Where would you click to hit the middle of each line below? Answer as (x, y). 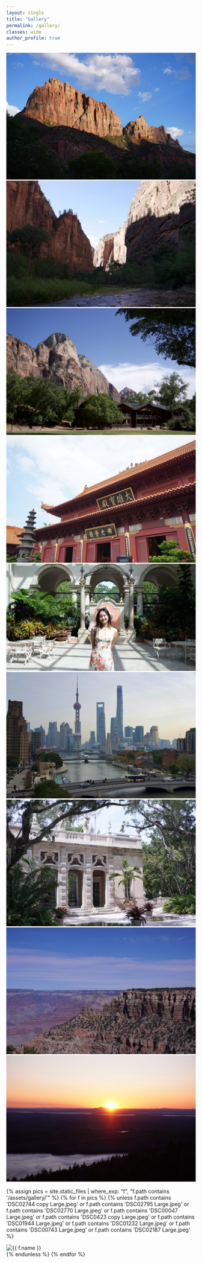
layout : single (25, 13)
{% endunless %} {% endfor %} (46, 1255)
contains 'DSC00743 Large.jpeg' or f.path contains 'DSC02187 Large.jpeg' (98, 1230)
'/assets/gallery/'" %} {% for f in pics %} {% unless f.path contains (89, 1198)
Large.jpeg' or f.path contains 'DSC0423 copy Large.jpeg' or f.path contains (101, 1217)
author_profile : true (33, 38)
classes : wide (24, 32)
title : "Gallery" (28, 19)
